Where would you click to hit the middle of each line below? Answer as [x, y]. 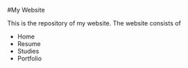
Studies [28, 51]
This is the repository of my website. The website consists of [94, 23]
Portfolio [29, 58]
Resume [29, 44]
